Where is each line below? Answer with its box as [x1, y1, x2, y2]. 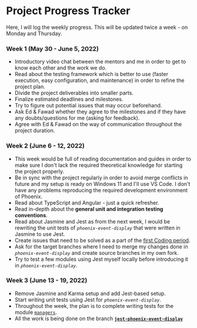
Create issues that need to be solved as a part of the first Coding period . [14, 237, 191, 244]
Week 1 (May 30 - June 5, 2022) [6, 44, 99, 53]
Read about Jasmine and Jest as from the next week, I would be [14, 218, 171, 225]
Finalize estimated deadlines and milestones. [14, 96, 123, 103]
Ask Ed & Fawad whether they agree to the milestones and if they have [14, 108, 186, 116]
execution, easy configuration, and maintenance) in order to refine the [14, 77, 185, 84]
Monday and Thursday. [6, 29, 62, 37]
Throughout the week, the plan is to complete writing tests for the [14, 302, 174, 309]
